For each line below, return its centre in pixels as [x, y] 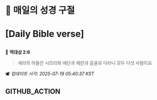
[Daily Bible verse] [45, 34]
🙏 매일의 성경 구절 [40, 10]
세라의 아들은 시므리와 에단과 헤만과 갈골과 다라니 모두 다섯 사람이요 [85, 63]
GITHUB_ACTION [33, 92]
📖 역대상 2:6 [18, 52]
